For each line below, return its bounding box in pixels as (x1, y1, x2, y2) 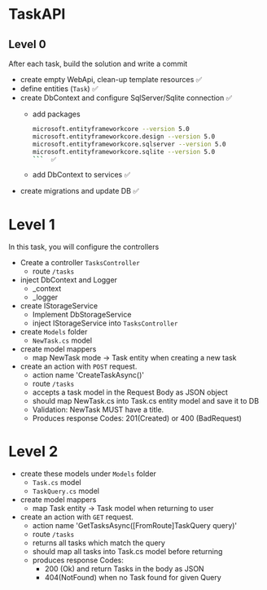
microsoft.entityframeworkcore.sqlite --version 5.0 (32, 147, 216, 155)
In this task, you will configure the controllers (8, 242, 160, 252)
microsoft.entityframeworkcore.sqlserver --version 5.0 (32, 140, 226, 148)
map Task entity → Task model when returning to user (32, 504, 214, 514)
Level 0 (8, 37, 46, 51)
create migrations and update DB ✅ (20, 186, 140, 196)
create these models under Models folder (20, 469, 157, 479)
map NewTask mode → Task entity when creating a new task (32, 353, 237, 363)
